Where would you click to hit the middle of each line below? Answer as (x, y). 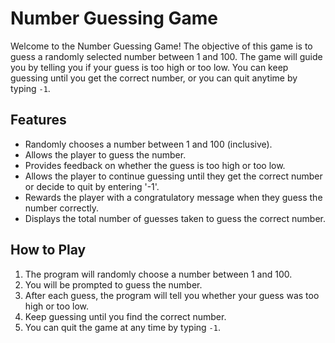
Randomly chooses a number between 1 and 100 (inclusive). (148, 144)
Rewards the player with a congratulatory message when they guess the (173, 197)
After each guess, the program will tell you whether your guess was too (172, 295)
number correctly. (61, 208)
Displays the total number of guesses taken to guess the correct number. (175, 218)
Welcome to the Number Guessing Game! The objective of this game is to (161, 46)
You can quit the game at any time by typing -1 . (122, 327)
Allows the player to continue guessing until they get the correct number (173, 176)
